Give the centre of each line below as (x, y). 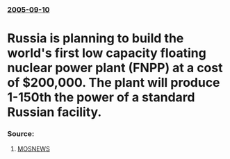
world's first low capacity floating (107, 53)
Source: (21, 134)
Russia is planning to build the (96, 39)
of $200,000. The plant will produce (114, 83)
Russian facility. (55, 112)
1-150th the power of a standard (101, 98)
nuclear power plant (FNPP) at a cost (115, 68)
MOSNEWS (33, 149)
